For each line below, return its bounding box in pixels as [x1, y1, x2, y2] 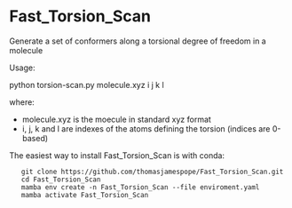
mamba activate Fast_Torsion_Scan [20, 190, 149, 199]
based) [21, 132, 49, 143]
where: [9, 96, 36, 108]
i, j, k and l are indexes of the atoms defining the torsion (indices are [21, 123, 271, 134]
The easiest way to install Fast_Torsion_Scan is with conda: [9, 149, 225, 161]
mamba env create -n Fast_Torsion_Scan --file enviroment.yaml [20, 182, 260, 192]
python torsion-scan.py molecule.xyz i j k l [9, 79, 164, 90]
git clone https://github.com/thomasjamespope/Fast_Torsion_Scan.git [20, 167, 284, 176]
